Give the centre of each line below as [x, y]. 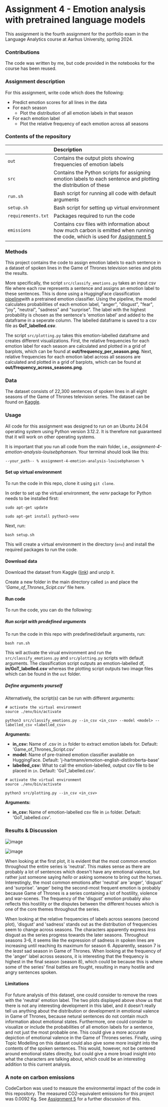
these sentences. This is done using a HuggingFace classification [73, 294]
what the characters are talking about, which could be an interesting [75, 1059]
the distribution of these [81, 185]
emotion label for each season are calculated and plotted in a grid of [75, 346]
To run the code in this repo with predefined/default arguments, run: [75, 634]
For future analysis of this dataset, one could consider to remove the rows [81, 995]
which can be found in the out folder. [43, 674]
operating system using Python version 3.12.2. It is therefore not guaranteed [83, 431]
